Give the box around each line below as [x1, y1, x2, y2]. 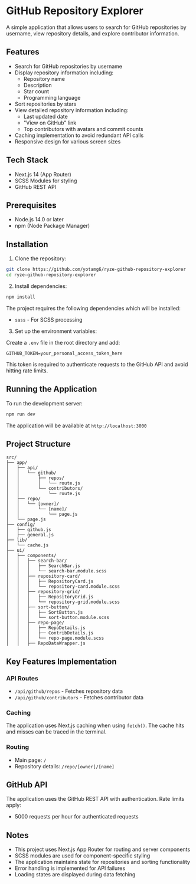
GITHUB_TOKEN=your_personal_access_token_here [6, 350, 123, 356]
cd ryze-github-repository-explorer [6, 272, 96, 278]
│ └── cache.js [6, 542, 49, 548]
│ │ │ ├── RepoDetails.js [6, 625, 86, 631]
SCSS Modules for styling [14, 177, 77, 184]
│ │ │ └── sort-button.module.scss [6, 615, 110, 621]
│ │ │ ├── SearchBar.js [6, 563, 81, 569]
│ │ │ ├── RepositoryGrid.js [6, 594, 94, 600]
